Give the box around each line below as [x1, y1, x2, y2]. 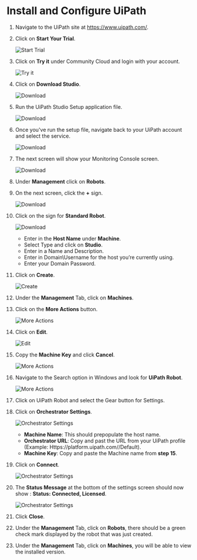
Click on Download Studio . [15, 81, 81, 88]
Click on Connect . [15, 461, 60, 468]
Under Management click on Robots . [15, 178, 106, 185]
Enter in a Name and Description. [23, 247, 104, 254]
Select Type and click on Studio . [23, 241, 103, 248]
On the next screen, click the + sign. [15, 189, 103, 196]
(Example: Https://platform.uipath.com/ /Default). [23, 443, 141, 451]
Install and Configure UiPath [6, 4, 147, 18]
